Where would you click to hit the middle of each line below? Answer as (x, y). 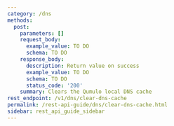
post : (22, 27)
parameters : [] (42, 33)
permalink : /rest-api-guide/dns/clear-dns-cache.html (88, 105)
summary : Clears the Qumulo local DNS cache (86, 92)
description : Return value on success (82, 66)
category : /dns (29, 14)
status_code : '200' (54, 85)
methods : (20, 20)
